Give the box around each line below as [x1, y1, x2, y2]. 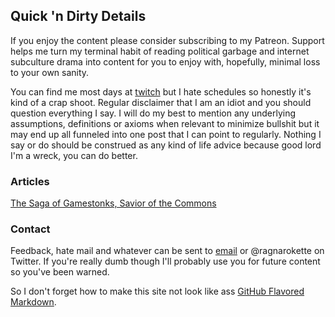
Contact [10, 222, 51, 236]
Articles [10, 174, 50, 188]
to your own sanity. [10, 66, 90, 78]
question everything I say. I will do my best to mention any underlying [10, 107, 296, 119]
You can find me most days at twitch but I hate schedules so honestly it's [10, 85, 312, 98]
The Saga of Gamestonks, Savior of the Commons [10, 197, 217, 209]
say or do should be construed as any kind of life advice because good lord [10, 139, 322, 151]
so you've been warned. [10, 266, 110, 278]
